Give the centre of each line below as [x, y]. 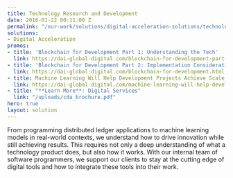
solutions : [23, 33]
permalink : [23, 26]
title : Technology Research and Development [72, 14]
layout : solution [32, 110]
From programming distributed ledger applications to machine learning [108, 130]
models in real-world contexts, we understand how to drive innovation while [115, 137]
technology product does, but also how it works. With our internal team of [113, 152]
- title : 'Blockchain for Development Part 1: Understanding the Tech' [113, 53]
